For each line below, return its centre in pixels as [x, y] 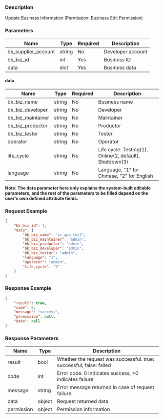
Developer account [126, 51]
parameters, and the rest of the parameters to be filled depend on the [77, 193]
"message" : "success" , [37, 312]
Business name [116, 102]
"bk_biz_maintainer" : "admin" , [54, 239]
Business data [120, 68]
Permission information [83, 409]
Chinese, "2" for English [126, 176]
